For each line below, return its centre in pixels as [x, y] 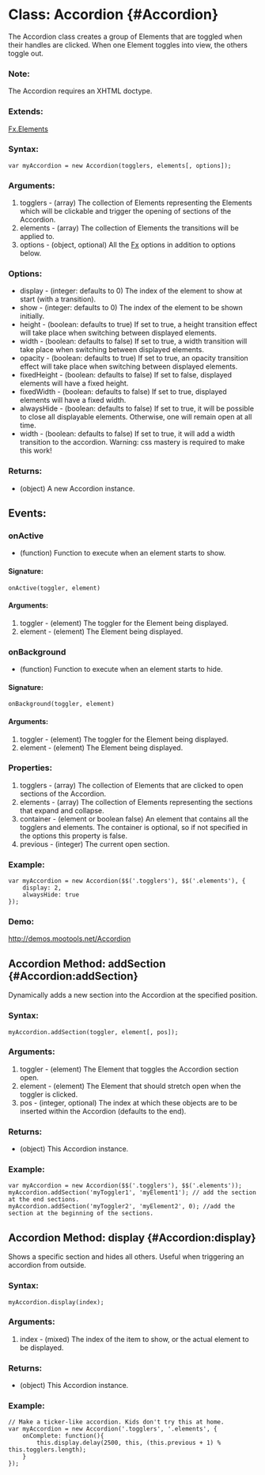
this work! [36, 451]
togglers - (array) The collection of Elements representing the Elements [136, 203]
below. [30, 253]
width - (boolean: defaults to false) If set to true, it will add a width [127, 434]
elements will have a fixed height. [74, 383]
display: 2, [42, 888]
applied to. [37, 237]
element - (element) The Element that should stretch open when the [130, 1086]
